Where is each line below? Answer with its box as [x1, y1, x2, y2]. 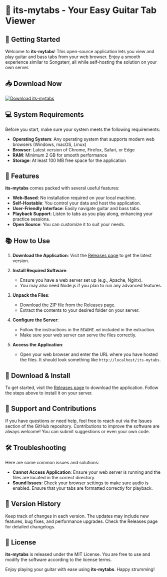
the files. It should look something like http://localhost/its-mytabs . [19, 357, 161, 363]
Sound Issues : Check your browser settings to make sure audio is [12, 480, 149, 486]
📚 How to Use [5, 237, 50, 245]
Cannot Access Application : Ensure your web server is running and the [12, 469, 161, 475]
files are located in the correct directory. [12, 474, 96, 480]
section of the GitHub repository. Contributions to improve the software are [5, 423, 160, 429]
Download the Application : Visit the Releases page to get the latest [12, 253, 152, 259]
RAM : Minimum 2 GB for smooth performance [12, 152, 107, 158]
